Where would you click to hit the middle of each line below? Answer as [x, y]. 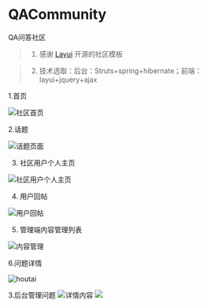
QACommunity [57, 15]
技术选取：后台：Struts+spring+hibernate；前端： [120, 70]
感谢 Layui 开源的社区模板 [81, 54]
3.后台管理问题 [32, 295]
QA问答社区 [27, 37]
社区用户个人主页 [47, 162]
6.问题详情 [25, 263]
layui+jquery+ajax [68, 80]
